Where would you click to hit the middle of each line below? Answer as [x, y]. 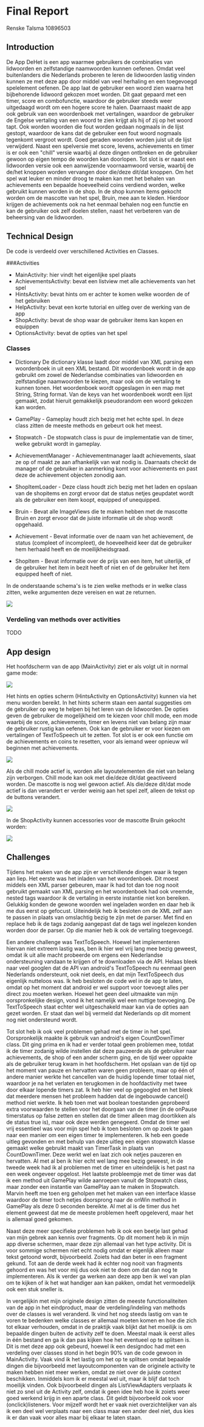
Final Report [37, 11]
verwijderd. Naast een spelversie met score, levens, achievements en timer [100, 146]
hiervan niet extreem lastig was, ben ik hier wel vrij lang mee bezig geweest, [102, 948]
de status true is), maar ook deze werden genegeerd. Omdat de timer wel [98, 1122]
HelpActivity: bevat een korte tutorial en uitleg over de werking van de [102, 307]
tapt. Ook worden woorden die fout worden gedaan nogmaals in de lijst [95, 127]
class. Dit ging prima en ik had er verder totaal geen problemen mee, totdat [100, 1044]
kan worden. [31, 407]
